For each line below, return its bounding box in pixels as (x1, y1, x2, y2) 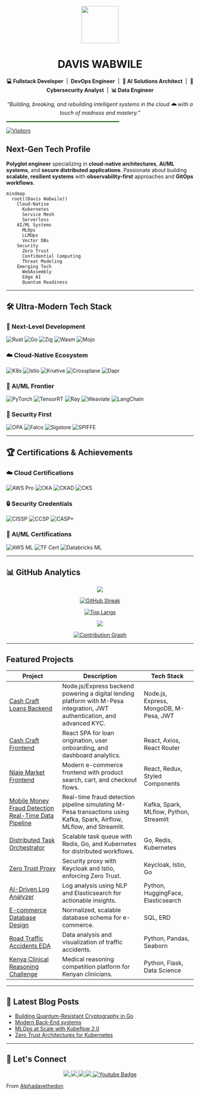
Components (143, 779, 180, 788)
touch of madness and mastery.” (59, 109, 141, 116)
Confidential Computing (21, 253, 82, 259)
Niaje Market (9, 768, 45, 776)
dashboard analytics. (62, 751, 121, 760)
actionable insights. (62, 896, 117, 904)
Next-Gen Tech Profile (6, 144, 91, 154)
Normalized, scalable (62, 906, 121, 915)
